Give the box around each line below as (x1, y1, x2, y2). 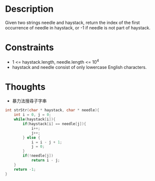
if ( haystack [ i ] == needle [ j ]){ (22, 121, 87, 127)
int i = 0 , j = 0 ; (14, 113, 51, 117)
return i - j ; (31, 158, 60, 163)
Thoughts (5, 81, 45, 92)
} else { (22, 135, 41, 140)
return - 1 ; (14, 167, 36, 172)
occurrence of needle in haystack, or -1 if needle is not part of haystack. (5, 24, 151, 30)
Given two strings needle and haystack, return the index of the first (5, 20, 140, 25)
